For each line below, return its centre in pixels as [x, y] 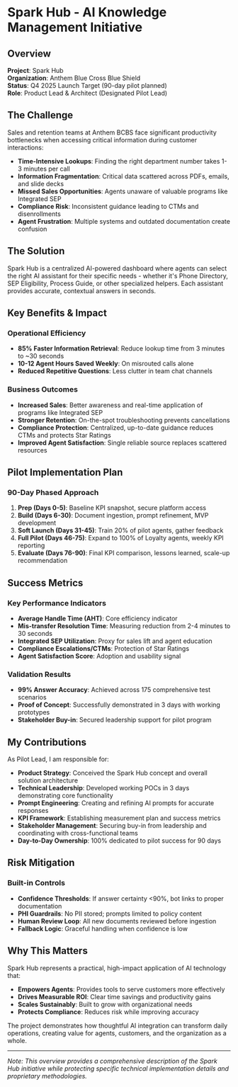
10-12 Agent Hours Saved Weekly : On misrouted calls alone [106, 364]
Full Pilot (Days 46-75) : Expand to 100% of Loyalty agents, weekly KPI [121, 538]
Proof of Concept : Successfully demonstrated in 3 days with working [119, 705]
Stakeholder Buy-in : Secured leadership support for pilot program [114, 720]
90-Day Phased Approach [53, 492]
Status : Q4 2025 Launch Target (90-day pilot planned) [87, 85]
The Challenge [40, 115]
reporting [31, 545]
